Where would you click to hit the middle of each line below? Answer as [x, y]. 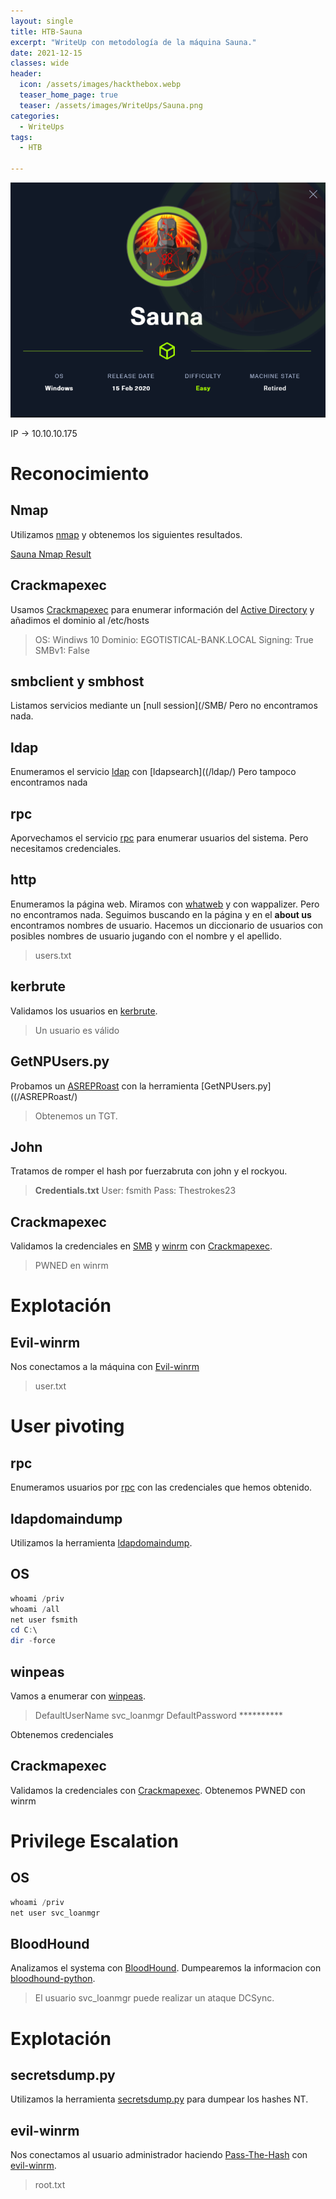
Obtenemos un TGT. [76, 1116]
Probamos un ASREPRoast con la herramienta [104, 1086]
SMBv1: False [62, 650]
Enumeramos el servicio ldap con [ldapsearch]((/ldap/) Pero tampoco [153, 772]
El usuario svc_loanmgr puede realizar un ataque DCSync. [154, 1998]
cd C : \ [24, 1630]
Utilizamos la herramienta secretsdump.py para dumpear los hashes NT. [159, 2099]
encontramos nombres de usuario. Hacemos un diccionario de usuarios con [167, 925]
